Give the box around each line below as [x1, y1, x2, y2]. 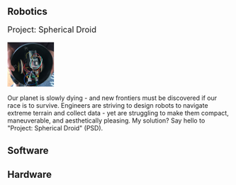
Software [7, 145, 49, 157]
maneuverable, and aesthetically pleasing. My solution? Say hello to [7, 116, 206, 125]
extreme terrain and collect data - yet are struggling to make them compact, [7, 109, 229, 118]
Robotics [7, 6, 48, 18]
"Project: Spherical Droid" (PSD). [7, 124, 103, 133]
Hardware [7, 169, 52, 181]
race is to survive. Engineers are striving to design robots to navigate [7, 101, 208, 110]
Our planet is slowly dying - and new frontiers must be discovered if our [7, 94, 218, 102]
